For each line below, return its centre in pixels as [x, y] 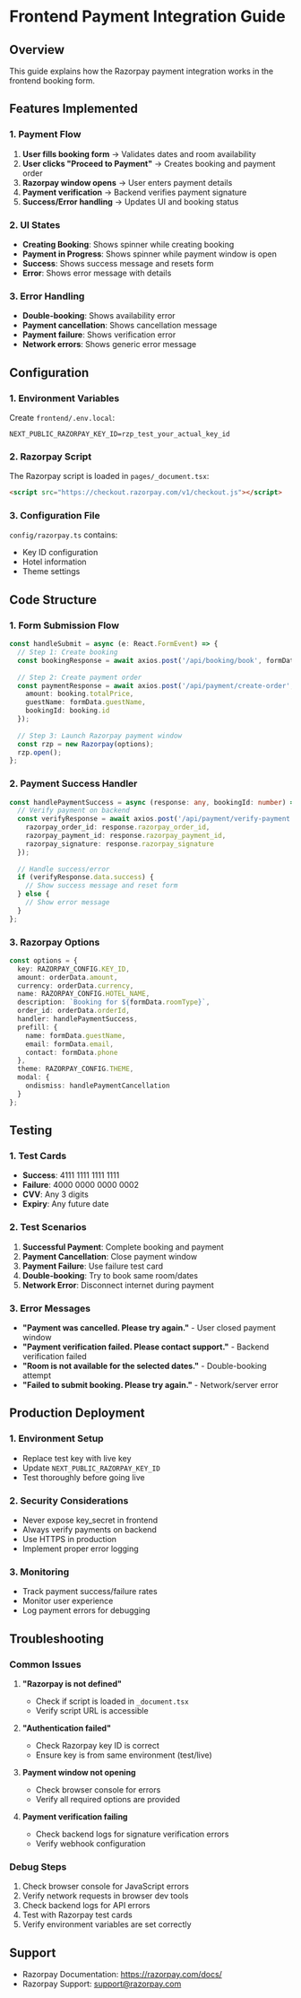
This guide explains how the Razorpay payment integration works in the [142, 71]
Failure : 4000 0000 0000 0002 [80, 1185]
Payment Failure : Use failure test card [93, 1266]
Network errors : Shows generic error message [109, 345]
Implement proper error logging [80, 1549]
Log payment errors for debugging [86, 1610]
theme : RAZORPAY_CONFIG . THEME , [76, 1069]
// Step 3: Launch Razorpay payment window [99, 736]
